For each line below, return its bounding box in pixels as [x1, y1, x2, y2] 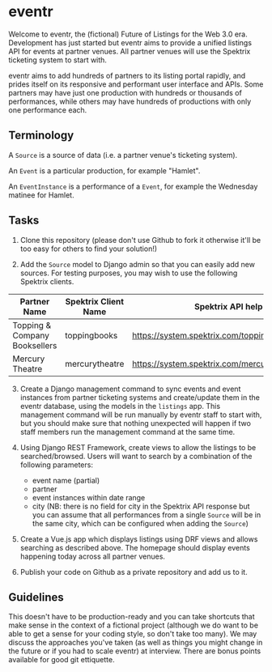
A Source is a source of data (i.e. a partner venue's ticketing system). [8, 150, 238, 159]
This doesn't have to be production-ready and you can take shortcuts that [8, 612, 255, 622]
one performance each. [8, 104, 87, 115]
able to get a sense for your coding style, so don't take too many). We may [8, 629, 257, 639]
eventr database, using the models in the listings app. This [19, 401, 221, 410]
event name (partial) [32, 475, 100, 485]
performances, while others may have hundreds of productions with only [8, 96, 252, 106]
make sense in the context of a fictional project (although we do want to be [8, 620, 259, 630]
